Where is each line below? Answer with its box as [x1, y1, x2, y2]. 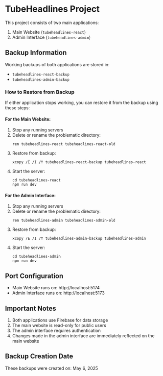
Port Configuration [5, 272, 64, 280]
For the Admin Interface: [5, 192, 56, 198]
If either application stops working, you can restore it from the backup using [5, 100, 158, 106]
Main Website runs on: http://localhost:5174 [12, 285, 100, 291]
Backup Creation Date [5, 352, 73, 361]
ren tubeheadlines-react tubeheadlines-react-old [12, 142, 116, 147]
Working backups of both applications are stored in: [5, 61, 110, 67]
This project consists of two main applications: [5, 20, 99, 25]
